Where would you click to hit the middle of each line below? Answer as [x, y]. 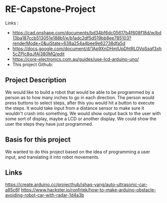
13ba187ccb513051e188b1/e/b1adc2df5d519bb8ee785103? [72, 38]
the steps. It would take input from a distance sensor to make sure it [75, 108]
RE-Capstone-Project [50, 9]
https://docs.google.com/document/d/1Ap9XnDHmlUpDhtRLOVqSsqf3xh [87, 48]
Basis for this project [38, 140]
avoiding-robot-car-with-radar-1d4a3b [45, 195]
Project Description [36, 80]
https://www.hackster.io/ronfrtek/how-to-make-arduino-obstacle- [88, 190]
